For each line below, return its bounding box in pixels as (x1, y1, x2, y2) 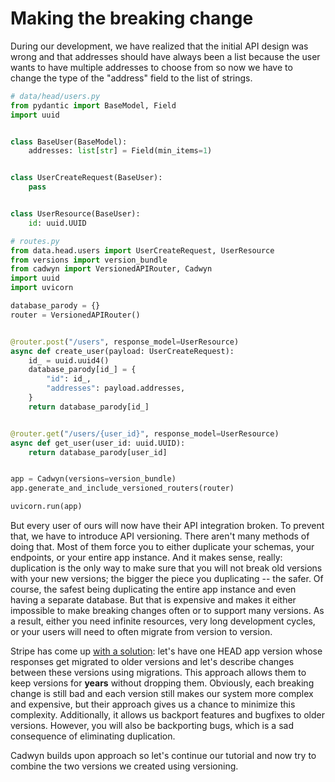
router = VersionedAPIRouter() (10, 310, 141, 320)
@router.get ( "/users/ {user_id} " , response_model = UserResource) (10, 428, 280, 439)
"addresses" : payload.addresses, (46, 383, 186, 394)
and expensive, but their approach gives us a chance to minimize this (10, 698, 296, 711)
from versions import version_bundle (10, 255, 168, 265)
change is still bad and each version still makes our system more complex (10, 688, 314, 700)
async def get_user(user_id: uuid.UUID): (10, 438, 186, 448)
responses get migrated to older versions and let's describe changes (10, 656, 295, 668)
